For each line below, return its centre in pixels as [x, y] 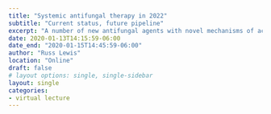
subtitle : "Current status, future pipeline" [86, 23]
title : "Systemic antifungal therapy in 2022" [88, 16]
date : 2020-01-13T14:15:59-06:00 [65, 38]
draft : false [30, 68]
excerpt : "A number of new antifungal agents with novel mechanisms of [131, 31]
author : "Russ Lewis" [45, 53]
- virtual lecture [39, 98]
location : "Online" [41, 61]
